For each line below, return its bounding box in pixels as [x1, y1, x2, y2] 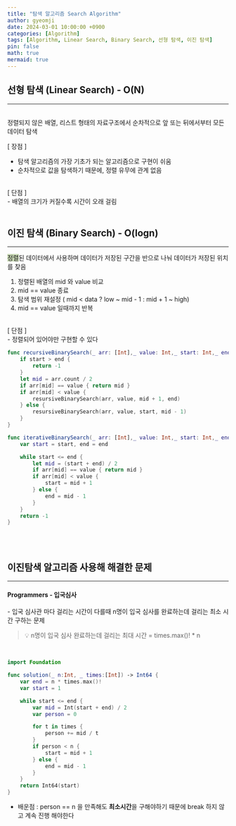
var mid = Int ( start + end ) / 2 [32, 704, 128, 711]
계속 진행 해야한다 [25, 811, 74, 820]
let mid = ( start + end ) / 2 [32, 460, 118, 467]
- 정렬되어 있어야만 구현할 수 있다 [7, 335, 98, 344]
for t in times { [32, 723, 83, 730]
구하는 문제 [14, 616, 46, 624]
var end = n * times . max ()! [20, 678, 102, 686]
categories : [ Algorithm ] [7, 30, 80, 37]
